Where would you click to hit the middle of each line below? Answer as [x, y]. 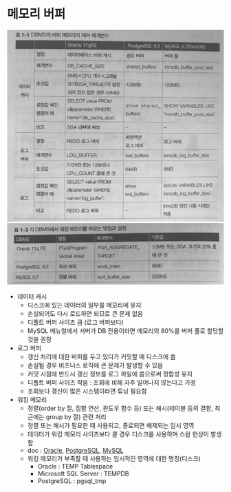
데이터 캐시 [32, 297]
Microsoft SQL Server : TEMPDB [83, 474]
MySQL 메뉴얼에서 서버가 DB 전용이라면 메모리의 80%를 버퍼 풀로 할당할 [125, 331]
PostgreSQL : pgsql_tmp [72, 481]
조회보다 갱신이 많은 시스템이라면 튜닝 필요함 [87, 391]
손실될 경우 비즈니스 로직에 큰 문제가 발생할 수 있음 [95, 365]
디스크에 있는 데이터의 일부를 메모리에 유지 [85, 305]
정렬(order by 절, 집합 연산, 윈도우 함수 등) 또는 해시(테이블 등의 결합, [120, 408]
